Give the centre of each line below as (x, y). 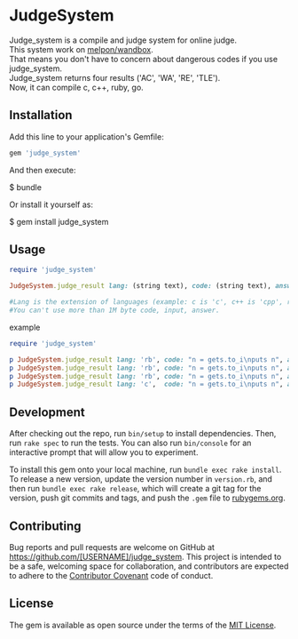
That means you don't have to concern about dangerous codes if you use (143, 59)
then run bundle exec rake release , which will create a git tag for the (135, 489)
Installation (41, 115)
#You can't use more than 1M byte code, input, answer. (114, 311)
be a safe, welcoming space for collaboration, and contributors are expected (149, 566)
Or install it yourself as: (51, 204)
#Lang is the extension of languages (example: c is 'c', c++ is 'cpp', (146, 302)
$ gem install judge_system (59, 221)
